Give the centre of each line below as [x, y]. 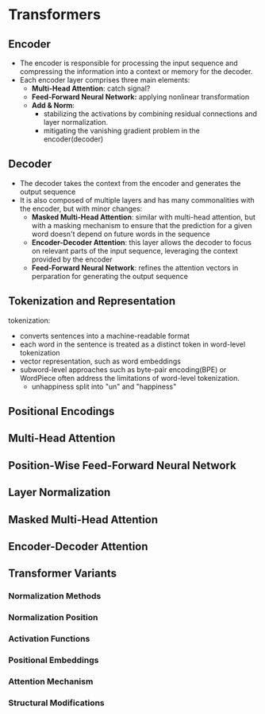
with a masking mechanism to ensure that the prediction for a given [142, 225]
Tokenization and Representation [92, 301]
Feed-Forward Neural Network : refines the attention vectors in [135, 267]
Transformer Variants [63, 574]
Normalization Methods [55, 596]
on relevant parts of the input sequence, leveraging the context [134, 250]
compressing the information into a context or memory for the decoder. [136, 72]
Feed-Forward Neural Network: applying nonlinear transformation [140, 97]
